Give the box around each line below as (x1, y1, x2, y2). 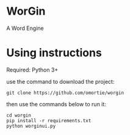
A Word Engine (6, 24, 44, 32)
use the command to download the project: (6, 78, 115, 85)
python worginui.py (6, 123, 56, 129)
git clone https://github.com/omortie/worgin (6, 90, 124, 96)
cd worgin (6, 112, 32, 119)
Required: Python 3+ (6, 66, 59, 73)
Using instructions (6, 46, 102, 60)
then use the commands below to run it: (6, 100, 107, 108)
